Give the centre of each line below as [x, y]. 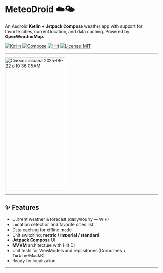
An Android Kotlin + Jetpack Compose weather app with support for [74, 26]
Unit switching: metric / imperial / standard [56, 235]
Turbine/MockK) [28, 255]
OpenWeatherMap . [25, 36]
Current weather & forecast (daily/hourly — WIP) [60, 219]
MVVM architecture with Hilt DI [43, 245]
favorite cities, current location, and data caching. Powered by [67, 31]
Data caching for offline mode [42, 230]
